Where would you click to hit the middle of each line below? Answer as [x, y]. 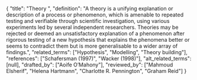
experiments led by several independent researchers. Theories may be [92, 27]
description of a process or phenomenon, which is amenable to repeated [95, 15]
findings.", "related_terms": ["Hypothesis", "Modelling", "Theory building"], [97, 52]
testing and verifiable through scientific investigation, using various [88, 21]
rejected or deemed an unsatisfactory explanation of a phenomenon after [96, 34]
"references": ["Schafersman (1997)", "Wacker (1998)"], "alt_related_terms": [99, 59]
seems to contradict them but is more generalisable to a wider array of [92, 46]
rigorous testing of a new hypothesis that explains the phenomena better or [98, 40]
